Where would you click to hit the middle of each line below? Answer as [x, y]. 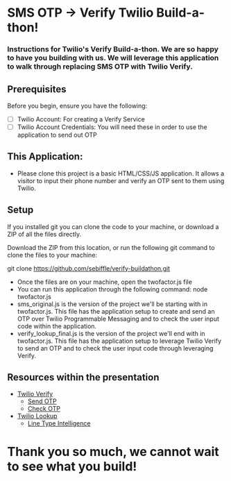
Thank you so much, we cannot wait [113, 452]
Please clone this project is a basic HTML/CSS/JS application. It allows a [121, 173]
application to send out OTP [57, 135]
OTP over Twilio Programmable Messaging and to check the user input [118, 319]
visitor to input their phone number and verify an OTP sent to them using [121, 180]
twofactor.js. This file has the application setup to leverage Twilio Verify [119, 341]
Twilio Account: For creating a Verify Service [81, 119]
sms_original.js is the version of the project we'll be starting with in [112, 304]
